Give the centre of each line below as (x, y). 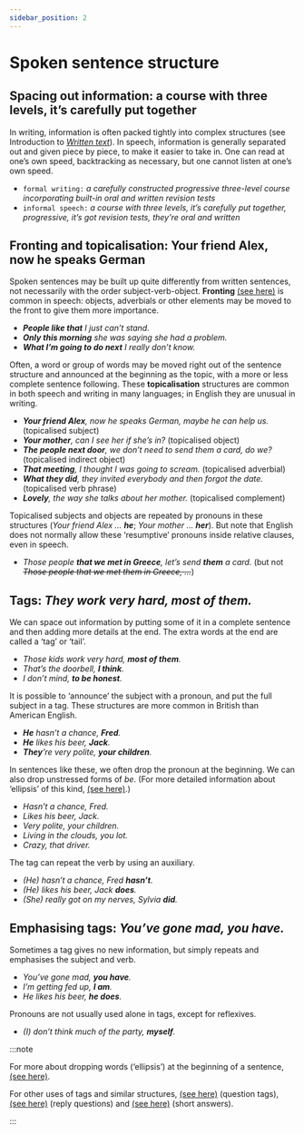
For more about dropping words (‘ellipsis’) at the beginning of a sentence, (147, 1067)
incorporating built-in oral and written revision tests (119, 198)
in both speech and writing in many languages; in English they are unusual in (152, 394)
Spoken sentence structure (114, 62)
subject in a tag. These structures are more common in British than (134, 706)
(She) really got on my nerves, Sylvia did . (100, 900)
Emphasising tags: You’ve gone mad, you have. (147, 928)
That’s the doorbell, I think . (73, 669)
